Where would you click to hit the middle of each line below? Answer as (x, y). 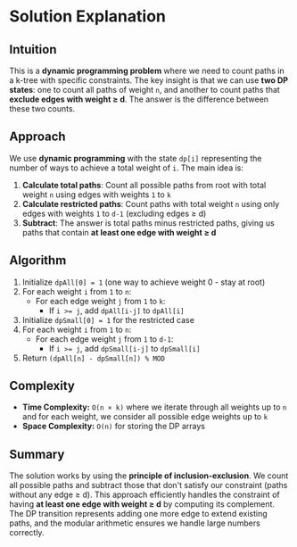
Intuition (33, 50)
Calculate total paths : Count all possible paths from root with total (144, 185)
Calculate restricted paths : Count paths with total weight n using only (151, 203)
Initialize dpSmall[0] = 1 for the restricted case (108, 319)
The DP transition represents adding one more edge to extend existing (138, 514)
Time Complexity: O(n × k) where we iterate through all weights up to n (154, 407)
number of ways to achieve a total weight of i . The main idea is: (126, 168)
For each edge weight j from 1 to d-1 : (104, 339)
